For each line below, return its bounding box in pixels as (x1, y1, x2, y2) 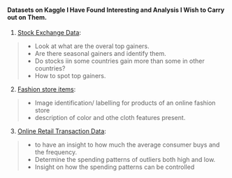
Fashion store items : (17, 85, 76, 94)
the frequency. (34, 148, 78, 156)
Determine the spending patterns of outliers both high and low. (34, 156, 216, 164)
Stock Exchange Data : (17, 29, 82, 37)
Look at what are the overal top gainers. (34, 42, 150, 50)
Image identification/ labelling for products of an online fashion (34, 98, 216, 107)
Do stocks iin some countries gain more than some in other (34, 57, 205, 66)
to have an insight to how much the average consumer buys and (34, 140, 220, 149)
